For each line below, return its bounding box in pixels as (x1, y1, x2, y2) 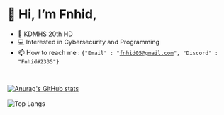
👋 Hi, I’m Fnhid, (7, 6, 97, 23)
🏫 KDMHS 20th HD (17, 30, 73, 38)
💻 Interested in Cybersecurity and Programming (17, 37, 160, 46)
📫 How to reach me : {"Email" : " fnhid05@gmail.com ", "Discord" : (17, 48, 218, 56)
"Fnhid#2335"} (17, 58, 60, 66)
